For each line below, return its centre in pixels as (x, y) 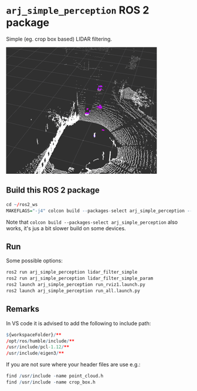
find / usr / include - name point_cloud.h (55, 376)
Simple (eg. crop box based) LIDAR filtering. (59, 39)
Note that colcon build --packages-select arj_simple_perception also (92, 222)
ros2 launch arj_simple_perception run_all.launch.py (73, 291)
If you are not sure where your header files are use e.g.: (73, 365)
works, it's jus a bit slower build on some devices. (66, 228)
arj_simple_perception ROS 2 (78, 10)
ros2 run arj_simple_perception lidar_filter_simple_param (80, 279)
